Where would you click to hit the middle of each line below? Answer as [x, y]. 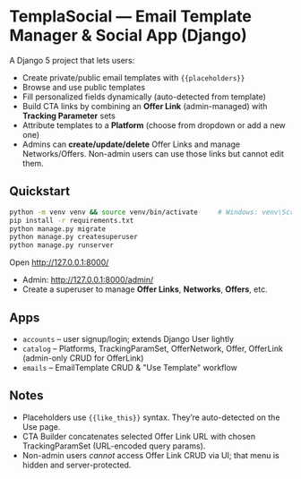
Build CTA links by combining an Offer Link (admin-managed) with [145, 106]
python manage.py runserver [62, 245]
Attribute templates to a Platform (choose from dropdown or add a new [154, 125]
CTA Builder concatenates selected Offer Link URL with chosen [139, 436]
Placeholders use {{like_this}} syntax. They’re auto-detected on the [151, 417]
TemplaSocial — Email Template [131, 17]
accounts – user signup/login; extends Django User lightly [128, 338]
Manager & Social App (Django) [129, 35]
